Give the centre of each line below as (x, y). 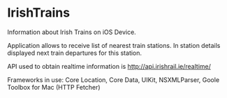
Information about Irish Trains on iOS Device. (72, 32)
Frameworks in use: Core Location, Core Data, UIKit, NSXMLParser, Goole (113, 80)
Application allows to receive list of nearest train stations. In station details (114, 45)
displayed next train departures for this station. (74, 53)
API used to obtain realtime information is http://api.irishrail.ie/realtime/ (109, 66)
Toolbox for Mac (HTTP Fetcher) (54, 87)
